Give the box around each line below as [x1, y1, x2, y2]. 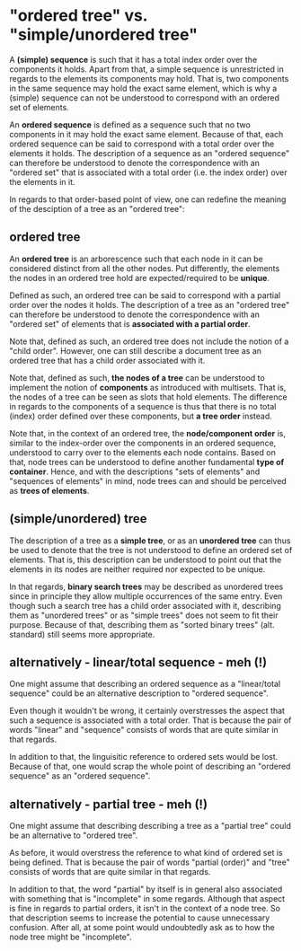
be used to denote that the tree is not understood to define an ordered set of [9, 544, 293, 555]
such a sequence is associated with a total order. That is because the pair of [9, 715, 292, 726]
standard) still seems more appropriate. [9, 629, 155, 639]
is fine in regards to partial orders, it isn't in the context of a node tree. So [9, 903, 281, 914]
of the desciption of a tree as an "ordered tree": [9, 203, 186, 214]
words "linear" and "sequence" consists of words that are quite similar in [9, 725, 279, 735]
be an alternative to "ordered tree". [9, 830, 138, 841]
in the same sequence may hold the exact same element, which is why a [9, 83, 278, 93]
